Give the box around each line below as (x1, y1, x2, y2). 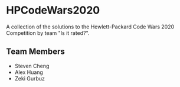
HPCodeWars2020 (6, 4, 100, 17)
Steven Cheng (14, 62, 50, 69)
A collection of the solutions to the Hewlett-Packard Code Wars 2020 (6, 23, 175, 30)
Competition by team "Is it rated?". (6, 29, 90, 36)
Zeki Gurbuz (14, 75, 45, 82)
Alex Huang (14, 69, 43, 76)
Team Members (6, 47, 65, 57)
